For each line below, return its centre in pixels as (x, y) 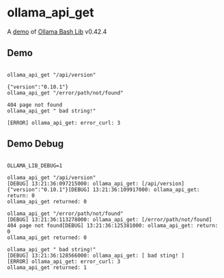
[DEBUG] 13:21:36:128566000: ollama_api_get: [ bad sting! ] (96, 255)
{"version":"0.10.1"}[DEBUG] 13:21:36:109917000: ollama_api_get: (103, 190)
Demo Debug (35, 144)
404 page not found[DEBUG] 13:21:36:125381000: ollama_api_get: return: (113, 225)
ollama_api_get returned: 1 (47, 267)
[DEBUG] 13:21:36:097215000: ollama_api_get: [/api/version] (96, 184)
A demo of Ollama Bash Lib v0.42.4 (57, 31)
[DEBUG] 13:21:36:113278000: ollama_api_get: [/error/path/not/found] (110, 219)
